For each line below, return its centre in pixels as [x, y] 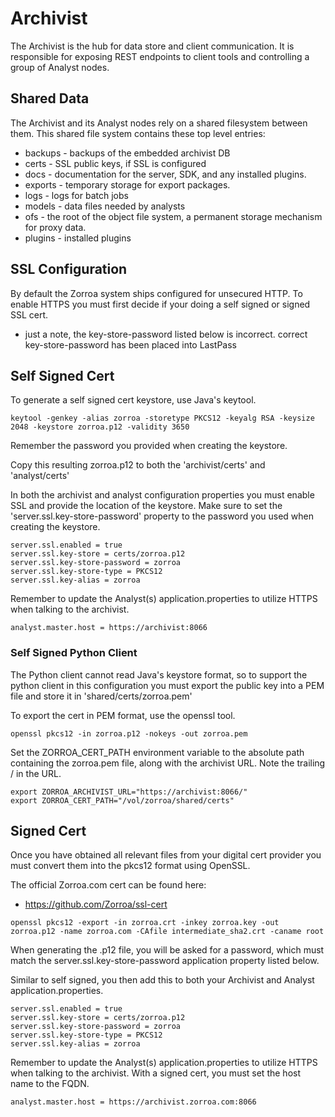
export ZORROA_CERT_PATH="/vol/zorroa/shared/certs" [122, 800]
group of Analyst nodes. [60, 67]
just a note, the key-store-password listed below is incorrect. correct [166, 334]
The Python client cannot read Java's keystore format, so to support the [159, 674]
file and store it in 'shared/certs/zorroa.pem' [101, 696]
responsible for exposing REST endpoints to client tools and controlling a [160, 56]
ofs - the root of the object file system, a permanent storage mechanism [173, 216]
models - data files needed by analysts [105, 206]
